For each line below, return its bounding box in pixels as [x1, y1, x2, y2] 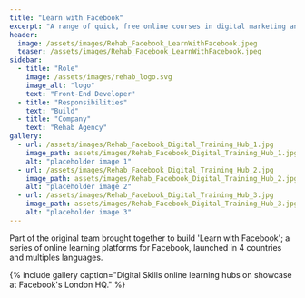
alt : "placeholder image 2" [25, 183, 132, 192]
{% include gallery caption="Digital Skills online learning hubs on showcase [9, 269, 292, 280]
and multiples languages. [9, 252, 103, 263]
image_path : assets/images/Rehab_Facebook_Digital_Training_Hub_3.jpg [25, 199, 299, 209]
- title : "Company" [17, 114, 92, 124]
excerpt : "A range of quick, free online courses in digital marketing [9, 22, 286, 31]
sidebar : [9, 55, 43, 65]
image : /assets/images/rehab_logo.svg [25, 73, 172, 82]
